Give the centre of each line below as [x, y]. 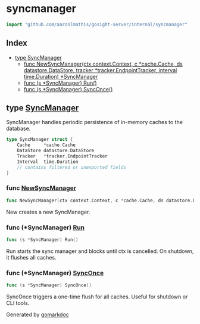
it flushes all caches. [31, 257]
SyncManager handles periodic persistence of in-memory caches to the [95, 122]
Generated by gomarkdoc [38, 314]
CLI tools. [18, 303]
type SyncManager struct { [40, 140]
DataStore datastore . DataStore [56, 151]
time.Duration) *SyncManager [61, 76]
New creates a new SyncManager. [48, 212]
